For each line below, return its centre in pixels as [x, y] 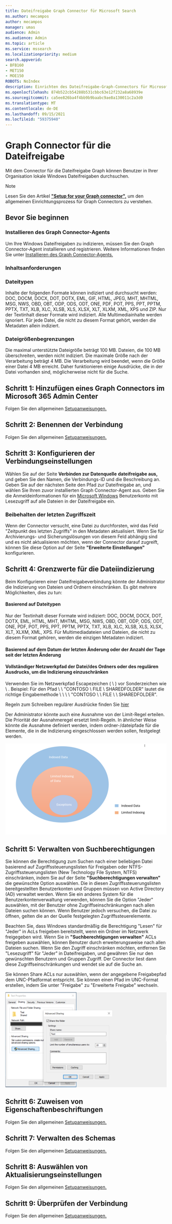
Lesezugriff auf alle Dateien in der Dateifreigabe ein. [60, 501]
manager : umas [20, 27]
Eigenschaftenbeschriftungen [54, 1110]
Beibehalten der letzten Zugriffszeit [50, 515]
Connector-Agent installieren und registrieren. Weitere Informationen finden [85, 249]
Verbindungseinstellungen [49, 461]
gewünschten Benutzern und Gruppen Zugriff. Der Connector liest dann [81, 959]
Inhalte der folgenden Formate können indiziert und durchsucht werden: [81, 293]
